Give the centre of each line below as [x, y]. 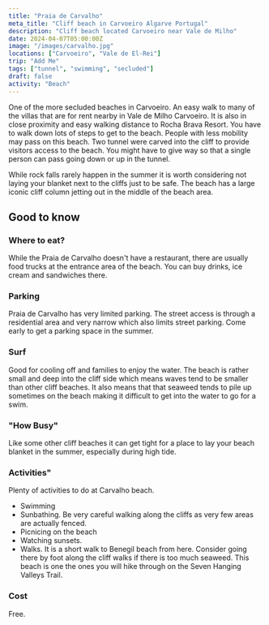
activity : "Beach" [39, 84]
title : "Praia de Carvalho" [56, 16]
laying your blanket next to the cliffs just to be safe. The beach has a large [132, 183]
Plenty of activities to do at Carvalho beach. [81, 490]
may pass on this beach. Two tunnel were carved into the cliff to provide [129, 141]
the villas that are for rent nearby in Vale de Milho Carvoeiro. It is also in [128, 115]
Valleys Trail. [41, 575]
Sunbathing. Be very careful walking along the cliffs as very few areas [137, 515]
